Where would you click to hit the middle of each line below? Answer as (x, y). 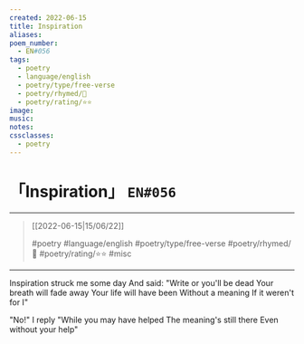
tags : (19, 60)
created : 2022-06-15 (48, 18)
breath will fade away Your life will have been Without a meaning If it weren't (152, 292)
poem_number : (34, 43)
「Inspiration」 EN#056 (93, 191)
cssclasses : (32, 136)
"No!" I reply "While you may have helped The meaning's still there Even (144, 320)
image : (22, 110)
